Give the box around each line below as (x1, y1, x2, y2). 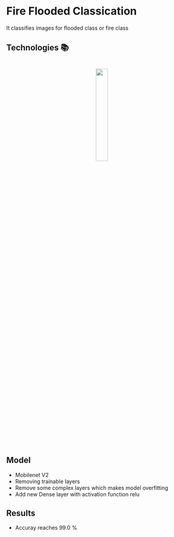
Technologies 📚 (6, 42, 70, 53)
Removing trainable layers (15, 478, 80, 485)
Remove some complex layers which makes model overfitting (15, 484, 169, 492)
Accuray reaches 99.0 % (15, 524, 78, 532)
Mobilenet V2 (15, 471, 49, 478)
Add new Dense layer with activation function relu (15, 490, 140, 498)
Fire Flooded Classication (6, 4, 137, 18)
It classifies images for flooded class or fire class (6, 24, 129, 32)
